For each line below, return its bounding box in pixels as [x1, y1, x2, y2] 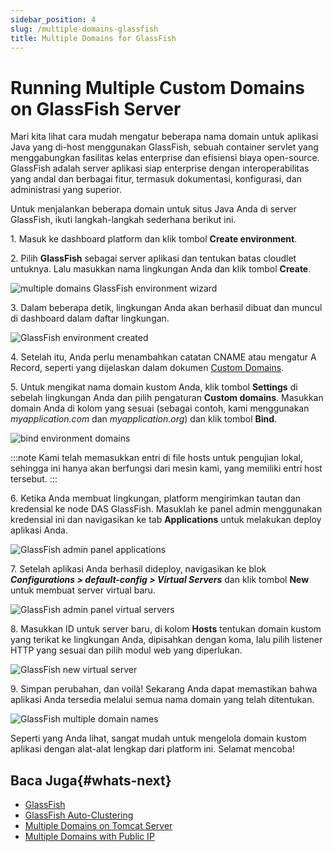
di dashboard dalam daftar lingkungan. [10, 312, 170, 325]
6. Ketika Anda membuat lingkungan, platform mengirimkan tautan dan [10, 492, 302, 505]
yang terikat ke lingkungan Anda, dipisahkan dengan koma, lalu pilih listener [10, 634, 323, 646]
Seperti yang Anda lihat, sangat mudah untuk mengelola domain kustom [10, 732, 307, 745]
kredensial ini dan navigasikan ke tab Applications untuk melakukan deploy [10, 514, 322, 526]
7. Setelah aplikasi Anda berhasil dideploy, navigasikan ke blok [10, 563, 267, 575]
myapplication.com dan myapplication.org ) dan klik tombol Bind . [10, 413, 278, 425]
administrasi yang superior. [10, 184, 123, 196]
